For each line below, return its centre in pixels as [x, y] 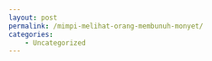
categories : [31, 34]
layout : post [33, 17]
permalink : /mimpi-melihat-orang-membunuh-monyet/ [106, 26]
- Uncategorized [56, 43]
